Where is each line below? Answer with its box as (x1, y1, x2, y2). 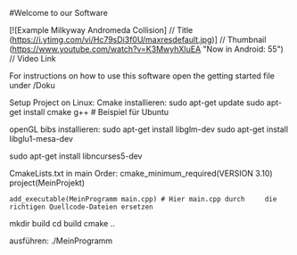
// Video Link (9, 53, 56, 63)
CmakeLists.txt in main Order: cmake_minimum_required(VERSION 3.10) (9, 169, 274, 178)
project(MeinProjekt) (9, 177, 86, 188)
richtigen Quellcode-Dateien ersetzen (9, 202, 153, 211)
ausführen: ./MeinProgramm (9, 235, 113, 246)
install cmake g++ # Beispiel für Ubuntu (23, 107, 169, 117)
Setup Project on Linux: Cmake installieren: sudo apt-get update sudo (9, 97, 265, 108)
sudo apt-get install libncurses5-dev (9, 151, 143, 161)
